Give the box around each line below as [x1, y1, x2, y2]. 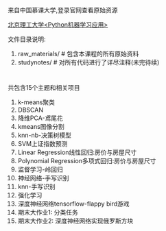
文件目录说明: [8, 35, 47, 43]
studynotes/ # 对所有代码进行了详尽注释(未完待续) [17, 58, 160, 66]
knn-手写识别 [17, 182, 56, 191]
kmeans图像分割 [17, 123, 64, 131]
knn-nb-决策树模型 [17, 131, 71, 139]
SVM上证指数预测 [17, 140, 68, 148]
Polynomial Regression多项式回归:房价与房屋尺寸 [17, 157, 156, 165]
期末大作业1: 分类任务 [17, 208, 78, 217]
